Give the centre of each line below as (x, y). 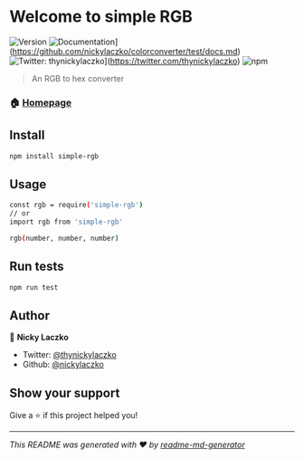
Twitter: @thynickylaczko (70, 355)
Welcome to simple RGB (101, 17)
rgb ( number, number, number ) (64, 238)
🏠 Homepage (41, 102)
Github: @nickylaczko (63, 365)
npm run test (34, 287)
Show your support (65, 392)
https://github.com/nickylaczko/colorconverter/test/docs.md (125, 51)
